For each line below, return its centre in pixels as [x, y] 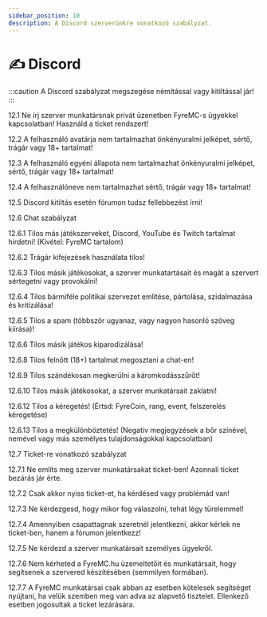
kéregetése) [28, 415]
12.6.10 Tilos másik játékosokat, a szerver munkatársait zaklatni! [113, 391]
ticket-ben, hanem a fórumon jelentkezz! [75, 533]
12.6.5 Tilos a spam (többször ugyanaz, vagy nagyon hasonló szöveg [122, 320]
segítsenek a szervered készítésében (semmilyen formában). [108, 572]
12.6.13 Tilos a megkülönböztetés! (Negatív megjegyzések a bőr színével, [128, 430]
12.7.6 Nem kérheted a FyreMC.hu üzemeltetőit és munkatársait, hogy [122, 564]
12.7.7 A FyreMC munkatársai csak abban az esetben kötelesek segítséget [130, 588]
